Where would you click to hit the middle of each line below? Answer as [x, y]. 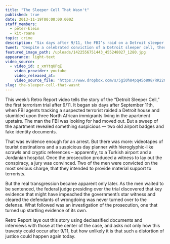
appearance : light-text [30, 57]
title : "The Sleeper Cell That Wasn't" [47, 10]
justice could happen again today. [40, 236]
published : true [22, 15]
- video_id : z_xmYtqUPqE [36, 66]
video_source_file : [35, 80]
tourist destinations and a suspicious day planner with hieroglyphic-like [79, 147]
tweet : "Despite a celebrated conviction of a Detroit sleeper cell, [80, 47]
